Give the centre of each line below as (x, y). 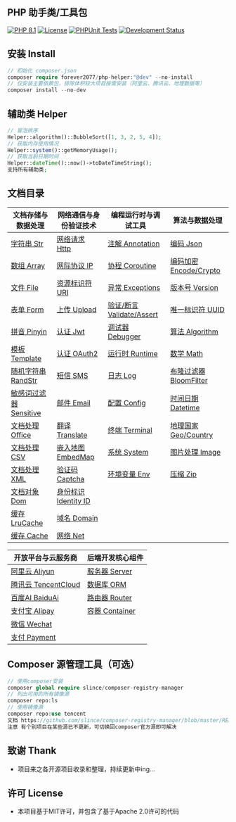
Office (21, 435)
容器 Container (111, 611)
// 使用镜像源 (25, 707)
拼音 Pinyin (29, 331)
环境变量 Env (129, 474)
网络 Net (71, 536)
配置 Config (127, 403)
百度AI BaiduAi (35, 597)
